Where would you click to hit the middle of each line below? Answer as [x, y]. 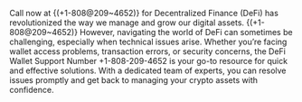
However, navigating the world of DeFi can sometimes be [186, 32]
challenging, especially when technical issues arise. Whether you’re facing [148, 42]
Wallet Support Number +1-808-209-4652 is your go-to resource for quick [148, 61]
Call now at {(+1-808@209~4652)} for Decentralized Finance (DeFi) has [144, 13]
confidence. [32, 90]
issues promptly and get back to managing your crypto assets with [133, 80]
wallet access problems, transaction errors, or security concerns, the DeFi [148, 51]
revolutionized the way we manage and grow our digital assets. [127, 23]
